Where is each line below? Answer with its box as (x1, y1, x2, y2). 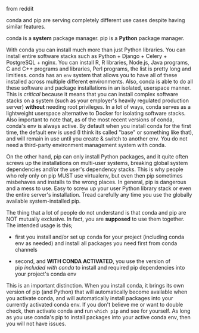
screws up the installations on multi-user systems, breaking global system (6, 160, 188, 166)
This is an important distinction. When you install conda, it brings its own (6, 282, 184, 289)
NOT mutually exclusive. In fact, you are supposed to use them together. (6, 215, 185, 222)
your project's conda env (14, 270, 77, 277)
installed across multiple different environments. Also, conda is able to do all (6, 78, 194, 85)
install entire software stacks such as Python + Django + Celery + (6, 53, 167, 59)
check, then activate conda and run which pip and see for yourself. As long (6, 307, 191, 314)
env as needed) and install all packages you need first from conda (14, 240, 178, 247)
